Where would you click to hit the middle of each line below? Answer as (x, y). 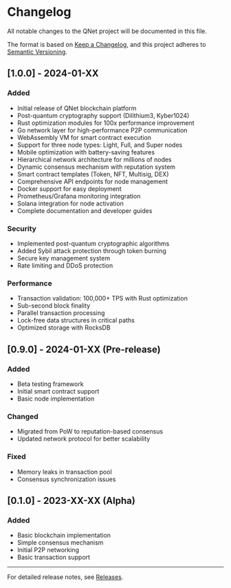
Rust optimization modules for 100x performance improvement (106, 123)
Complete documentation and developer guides (85, 210)
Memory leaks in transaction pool (64, 472)
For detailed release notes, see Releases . (65, 577)
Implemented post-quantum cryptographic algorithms (93, 243)
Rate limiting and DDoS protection (65, 265)
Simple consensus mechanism (60, 543)
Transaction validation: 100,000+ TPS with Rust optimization (102, 298)
